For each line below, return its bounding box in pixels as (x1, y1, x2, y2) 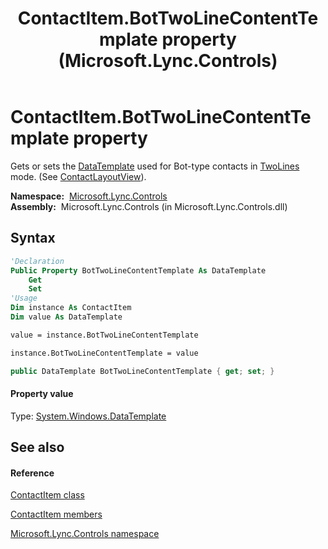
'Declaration (10, 256, 65, 266)
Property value (10, 388, 74, 400)
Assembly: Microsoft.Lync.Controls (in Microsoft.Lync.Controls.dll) (10, 200, 288, 212)
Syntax (10, 230, 56, 247)
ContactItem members (10, 508, 103, 521)
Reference (10, 467, 55, 479)
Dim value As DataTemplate (10, 312, 123, 322)
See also (10, 439, 65, 456)
